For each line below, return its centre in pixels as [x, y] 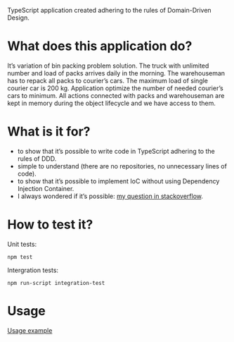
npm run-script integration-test [56, 283]
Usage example [30, 330]
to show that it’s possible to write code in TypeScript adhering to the [116, 151]
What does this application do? [100, 46]
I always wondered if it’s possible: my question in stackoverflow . [110, 196]
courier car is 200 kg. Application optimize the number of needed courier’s [115, 88]
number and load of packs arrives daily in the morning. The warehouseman [116, 73]
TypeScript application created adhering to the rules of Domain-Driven [110, 10]
